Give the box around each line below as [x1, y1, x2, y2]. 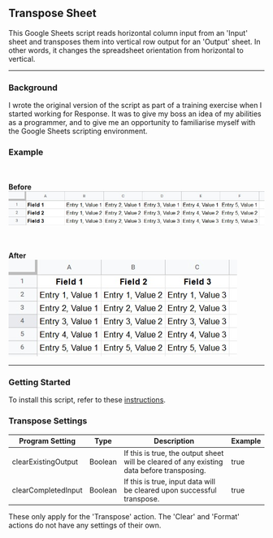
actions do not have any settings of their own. [8, 520, 162, 531]
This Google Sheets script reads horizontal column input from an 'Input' [8, 28, 248, 37]
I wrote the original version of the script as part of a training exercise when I [8, 101, 262, 111]
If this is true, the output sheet [123, 448, 224, 458]
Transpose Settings [8, 415, 88, 427]
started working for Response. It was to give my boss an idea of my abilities [8, 109, 262, 119]
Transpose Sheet [8, 7, 97, 20]
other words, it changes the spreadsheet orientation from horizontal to [8, 45, 244, 55]
